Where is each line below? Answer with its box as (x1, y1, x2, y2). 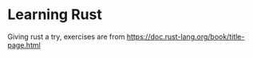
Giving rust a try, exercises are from (7, 32, 125, 41)
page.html (7, 40, 41, 49)
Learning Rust (7, 6, 103, 24)
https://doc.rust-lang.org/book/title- (126, 32, 245, 41)
